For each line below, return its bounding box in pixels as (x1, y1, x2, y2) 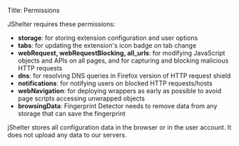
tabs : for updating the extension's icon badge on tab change (17, 41, 197, 49)
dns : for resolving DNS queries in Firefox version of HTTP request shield (17, 71, 231, 80)
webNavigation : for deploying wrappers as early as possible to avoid (17, 87, 222, 95)
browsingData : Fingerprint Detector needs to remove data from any (17, 102, 218, 110)
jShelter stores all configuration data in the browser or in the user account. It (7, 123, 232, 131)
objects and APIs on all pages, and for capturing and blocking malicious (17, 56, 229, 65)
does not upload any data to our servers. (7, 131, 127, 139)
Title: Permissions (7, 6, 60, 14)
